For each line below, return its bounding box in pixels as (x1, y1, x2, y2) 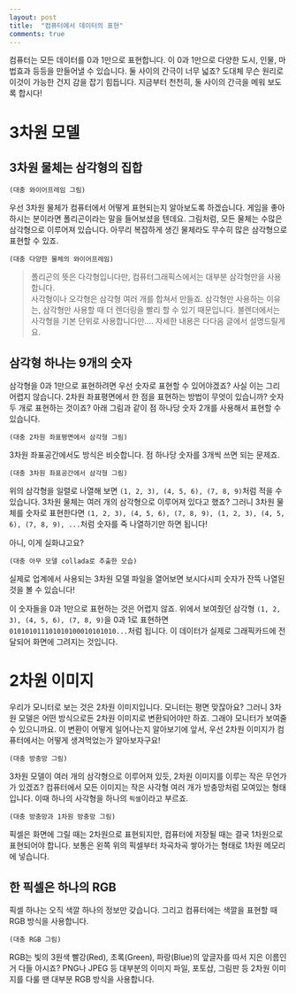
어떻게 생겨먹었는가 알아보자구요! (47, 735, 161, 746)
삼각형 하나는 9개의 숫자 (9, 355, 133, 370)
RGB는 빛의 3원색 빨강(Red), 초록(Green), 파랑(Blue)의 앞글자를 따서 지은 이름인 (9, 951, 287, 962)
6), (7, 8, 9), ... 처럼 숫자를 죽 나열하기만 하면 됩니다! (9, 519, 208, 529)
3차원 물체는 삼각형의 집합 (9, 160, 143, 175)
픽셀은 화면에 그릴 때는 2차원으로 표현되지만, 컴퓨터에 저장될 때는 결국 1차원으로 (9, 829, 284, 840)
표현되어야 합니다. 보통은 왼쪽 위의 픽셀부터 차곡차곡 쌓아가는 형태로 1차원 (9, 840, 262, 851)
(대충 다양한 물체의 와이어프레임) (9, 255, 114, 264)
